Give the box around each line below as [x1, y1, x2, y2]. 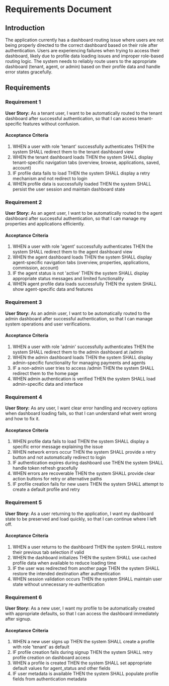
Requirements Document [5, 4, 112, 15]
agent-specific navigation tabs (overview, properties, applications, [12, 260, 150, 266]
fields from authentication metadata [12, 676, 87, 682]
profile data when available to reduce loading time [12, 560, 117, 566]
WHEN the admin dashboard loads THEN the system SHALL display [12, 354, 153, 360]
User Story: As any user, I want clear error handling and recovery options [5, 405, 157, 411]
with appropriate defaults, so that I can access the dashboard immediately [5, 611, 159, 617]
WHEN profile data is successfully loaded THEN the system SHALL [12, 181, 151, 187]
